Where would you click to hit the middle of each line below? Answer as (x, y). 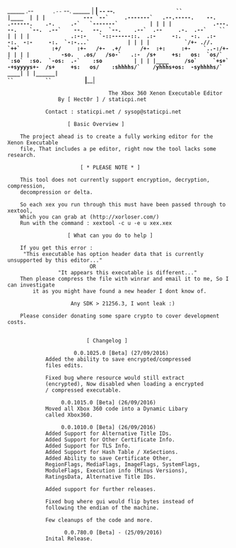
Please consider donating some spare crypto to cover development (120, 316)
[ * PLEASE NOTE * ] (110, 168)
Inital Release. (69, 539)
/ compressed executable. (83, 390)
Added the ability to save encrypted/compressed (118, 359)
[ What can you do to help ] (110, 235)
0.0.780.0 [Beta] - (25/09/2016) (113, 532)
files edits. (64, 366)
